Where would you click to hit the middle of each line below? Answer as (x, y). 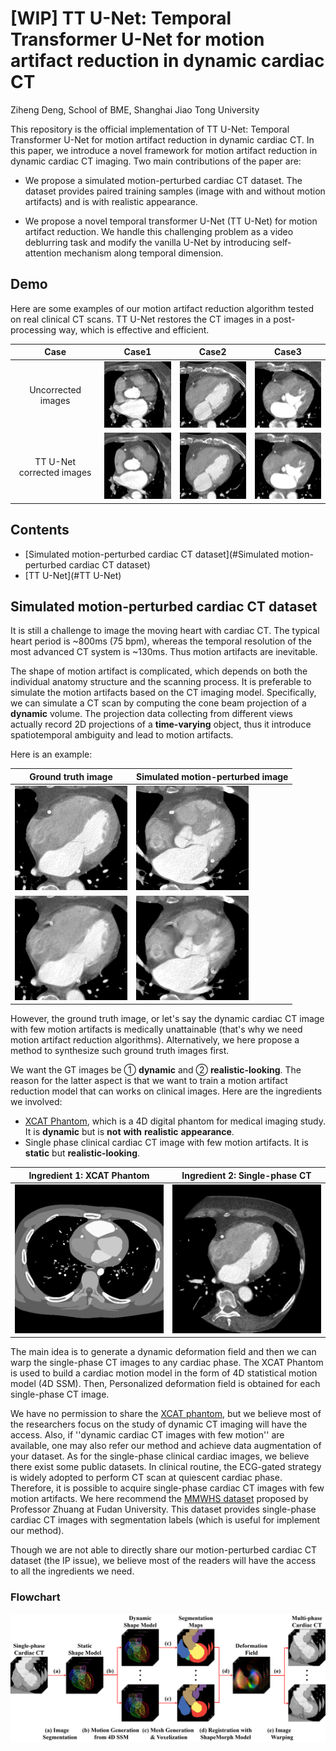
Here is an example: (51, 754)
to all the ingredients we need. (72, 1571)
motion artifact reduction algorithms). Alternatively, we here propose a (155, 1040)
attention (43, 253)
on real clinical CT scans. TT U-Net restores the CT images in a (141, 319)
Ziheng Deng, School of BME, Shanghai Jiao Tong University (135, 109)
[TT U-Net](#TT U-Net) (73, 575)
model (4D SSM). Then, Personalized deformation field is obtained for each (165, 1384)
